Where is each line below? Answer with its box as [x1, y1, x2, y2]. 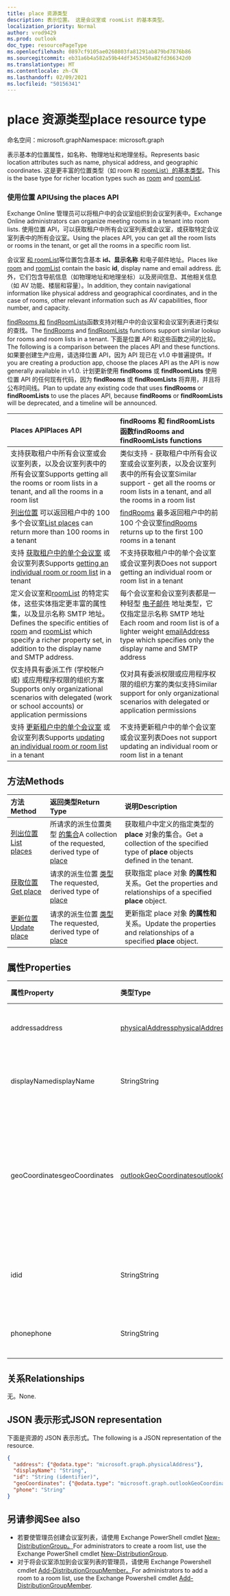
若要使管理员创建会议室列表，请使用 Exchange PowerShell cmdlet [16, 1533, 203, 1541]
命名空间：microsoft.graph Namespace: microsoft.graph [7, 136, 164, 144]
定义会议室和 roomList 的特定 [10, 588, 103, 598]
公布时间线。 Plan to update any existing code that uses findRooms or [7, 384, 204, 392]
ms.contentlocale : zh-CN [7, 67, 78, 74]
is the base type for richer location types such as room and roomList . [7, 174, 202, 183]
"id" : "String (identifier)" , [13, 1474, 99, 1481]
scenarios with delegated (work [10, 693, 113, 702]
